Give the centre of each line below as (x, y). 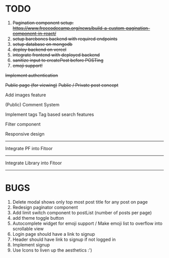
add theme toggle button (38, 218)
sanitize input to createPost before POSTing (58, 60)
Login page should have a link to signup (54, 234)
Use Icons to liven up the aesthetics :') (52, 250)
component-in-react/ (34, 33)
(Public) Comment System (32, 104)
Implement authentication (32, 75)
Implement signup (31, 244)
